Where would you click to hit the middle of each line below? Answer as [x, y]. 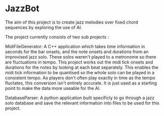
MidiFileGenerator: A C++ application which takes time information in [75, 46]
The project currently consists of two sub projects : [57, 37]
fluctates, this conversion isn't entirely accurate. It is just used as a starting [81, 83]
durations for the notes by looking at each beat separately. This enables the [82, 67]
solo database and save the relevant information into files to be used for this [82, 103]
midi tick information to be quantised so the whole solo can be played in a [80, 72]
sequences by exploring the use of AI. [44, 27]
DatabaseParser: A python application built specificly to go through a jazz [80, 98]
